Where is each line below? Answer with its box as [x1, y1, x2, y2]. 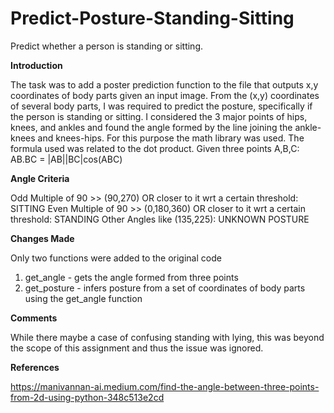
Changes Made [10, 232, 75, 244]
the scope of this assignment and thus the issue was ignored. [10, 342, 264, 354]
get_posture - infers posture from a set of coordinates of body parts [24, 282, 306, 294]
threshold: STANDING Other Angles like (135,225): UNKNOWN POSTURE [10, 213, 310, 225]
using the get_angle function [24, 292, 143, 304]
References [10, 361, 60, 373]
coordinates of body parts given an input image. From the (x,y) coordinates [10, 89, 320, 101]
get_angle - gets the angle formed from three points [24, 271, 239, 283]
